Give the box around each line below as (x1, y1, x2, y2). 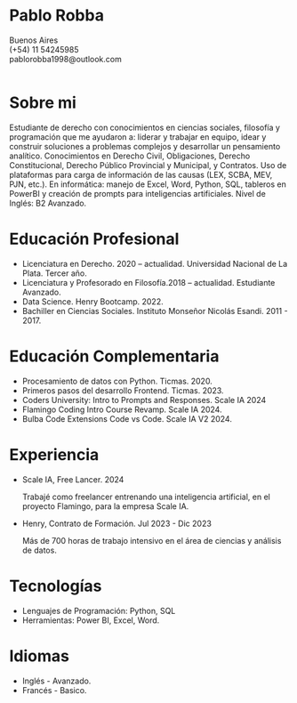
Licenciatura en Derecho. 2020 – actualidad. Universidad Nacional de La (21, 258, 288, 269)
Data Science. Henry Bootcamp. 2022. (21, 295, 164, 307)
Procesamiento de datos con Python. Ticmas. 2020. (21, 376, 213, 386)
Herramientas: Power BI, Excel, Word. (21, 615, 160, 626)
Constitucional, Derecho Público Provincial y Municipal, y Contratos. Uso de (9, 159, 287, 170)
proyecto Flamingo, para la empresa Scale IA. (21, 500, 189, 512)
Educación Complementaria (9, 346, 220, 366)
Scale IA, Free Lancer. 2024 (21, 473, 124, 485)
